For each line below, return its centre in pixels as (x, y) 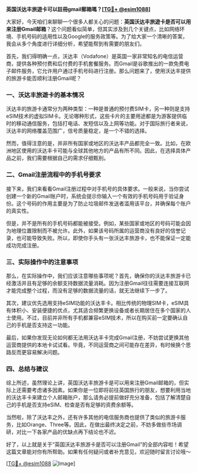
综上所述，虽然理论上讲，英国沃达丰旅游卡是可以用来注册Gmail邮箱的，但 (95, 383)
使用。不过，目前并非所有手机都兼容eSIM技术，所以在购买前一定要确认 (97, 317)
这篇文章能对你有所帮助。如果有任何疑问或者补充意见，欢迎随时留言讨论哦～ (98, 452)
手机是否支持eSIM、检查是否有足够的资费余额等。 (76, 405)
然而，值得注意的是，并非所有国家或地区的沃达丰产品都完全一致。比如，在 (96, 143)
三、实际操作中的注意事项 (42, 262)
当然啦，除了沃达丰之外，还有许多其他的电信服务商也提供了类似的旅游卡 (93, 417)
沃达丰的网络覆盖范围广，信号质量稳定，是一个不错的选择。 (78, 131)
